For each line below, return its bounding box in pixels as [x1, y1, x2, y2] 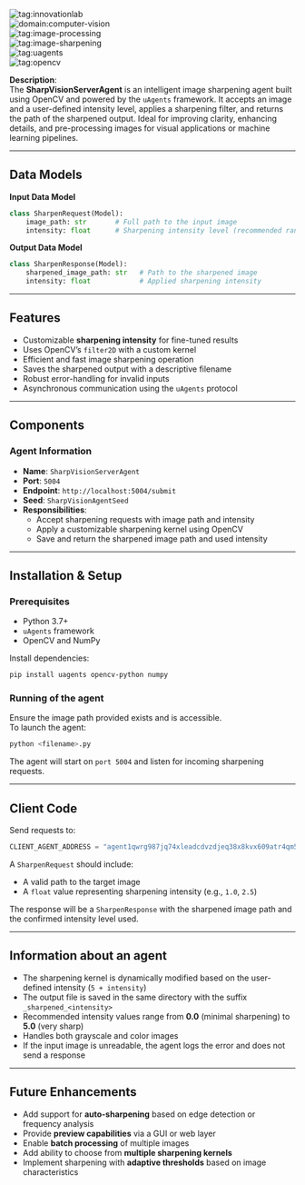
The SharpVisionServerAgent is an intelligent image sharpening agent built [9, 85, 292, 95]
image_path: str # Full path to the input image [25, 217, 238, 226]
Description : [9, 75, 57, 85]
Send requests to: [9, 825, 76, 836]
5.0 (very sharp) [22, 1021, 84, 1031]
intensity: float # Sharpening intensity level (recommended [25, 225, 282, 235]
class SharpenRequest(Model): [9, 209, 124, 218]
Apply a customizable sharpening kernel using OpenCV [35, 523, 243, 534]
